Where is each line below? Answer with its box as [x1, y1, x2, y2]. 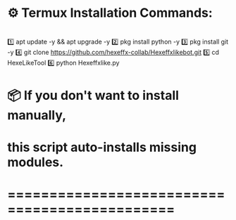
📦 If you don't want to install [7, 87, 180, 103]
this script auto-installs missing [7, 139, 197, 155]
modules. [7, 154, 64, 170]
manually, [7, 107, 67, 123]
